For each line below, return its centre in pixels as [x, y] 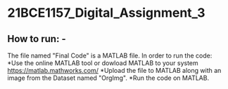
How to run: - [37, 39]
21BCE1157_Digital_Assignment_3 [106, 13]
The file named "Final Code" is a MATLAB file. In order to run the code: [110, 55]
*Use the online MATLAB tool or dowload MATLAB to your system [103, 63]
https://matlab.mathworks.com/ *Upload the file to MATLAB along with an [114, 70]
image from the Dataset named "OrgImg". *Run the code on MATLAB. [108, 78]
